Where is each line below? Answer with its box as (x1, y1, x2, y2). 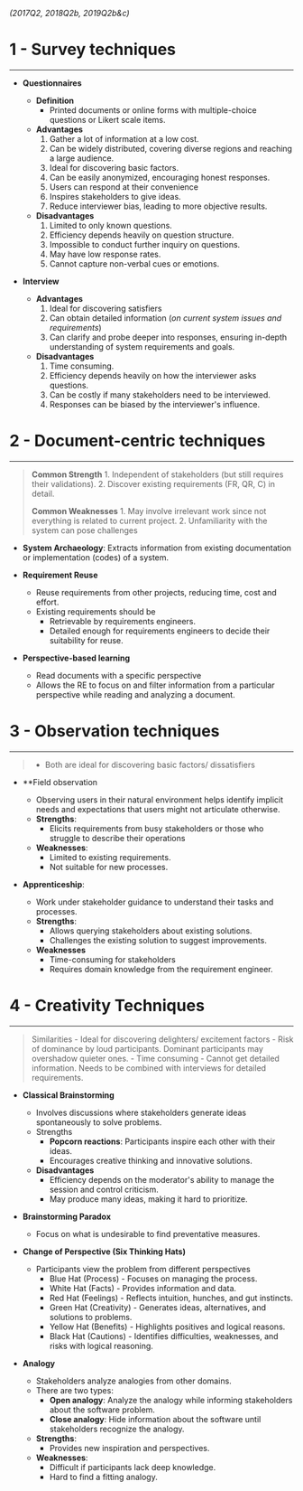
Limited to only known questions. (49, 220, 173, 230)
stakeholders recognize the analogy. (49, 1423, 185, 1434)
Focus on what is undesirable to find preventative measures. (35, 1228, 261, 1239)
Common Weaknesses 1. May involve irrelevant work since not (31, 505, 267, 516)
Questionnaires (22, 77, 82, 89)
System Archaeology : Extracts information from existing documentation (22, 542, 291, 553)
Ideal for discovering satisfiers (49, 303, 162, 314)
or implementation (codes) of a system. (22, 551, 170, 563)
